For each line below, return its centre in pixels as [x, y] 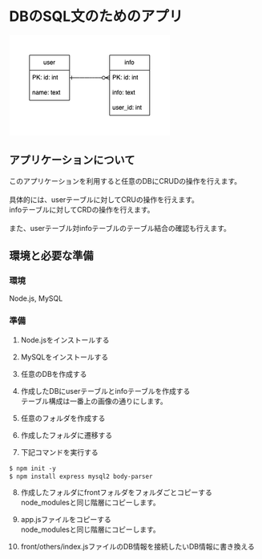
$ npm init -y [33, 468]
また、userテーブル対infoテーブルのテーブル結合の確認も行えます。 [120, 228]
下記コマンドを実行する [59, 452]
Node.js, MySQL [36, 298]
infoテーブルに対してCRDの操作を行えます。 [82, 209]
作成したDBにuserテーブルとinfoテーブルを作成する [105, 391]
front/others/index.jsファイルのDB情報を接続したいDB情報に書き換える [138, 546]
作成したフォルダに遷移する [67, 435]
